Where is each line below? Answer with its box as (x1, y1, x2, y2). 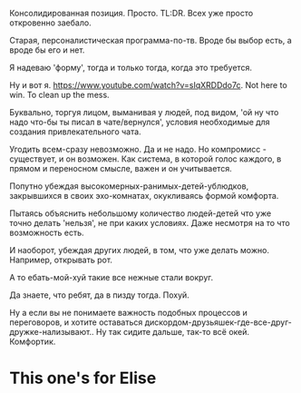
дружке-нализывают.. (9, 327, 94, 337)
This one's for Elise (9, 368, 157, 388)
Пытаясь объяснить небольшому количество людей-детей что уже (9, 208, 272, 219)
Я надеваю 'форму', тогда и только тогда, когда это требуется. (9, 63, 252, 73)
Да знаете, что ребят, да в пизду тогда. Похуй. (9, 290, 190, 300)
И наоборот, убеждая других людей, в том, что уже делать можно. (9, 245, 270, 255)
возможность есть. (9, 227, 84, 238)
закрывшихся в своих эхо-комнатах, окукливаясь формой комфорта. (9, 191, 279, 201)
